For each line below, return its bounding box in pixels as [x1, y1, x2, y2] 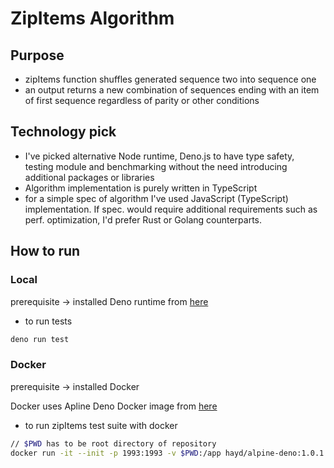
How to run [10, 243, 81, 260]
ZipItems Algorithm [10, 7, 175, 30]
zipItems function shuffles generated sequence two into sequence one [24, 73, 317, 85]
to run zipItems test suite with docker [24, 419, 178, 431]
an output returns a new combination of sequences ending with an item [24, 84, 320, 96]
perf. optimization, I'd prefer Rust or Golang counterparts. [24, 213, 262, 226]
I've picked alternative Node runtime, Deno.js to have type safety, [24, 150, 295, 162]
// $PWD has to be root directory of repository [10, 438, 217, 449]
